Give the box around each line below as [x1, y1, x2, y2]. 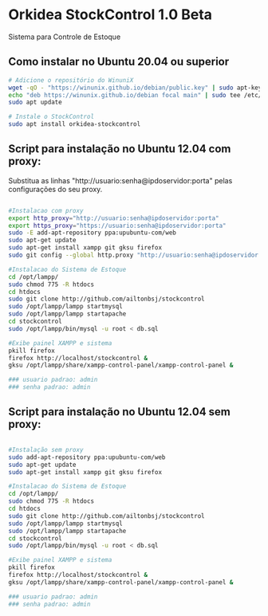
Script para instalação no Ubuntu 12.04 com [8, 142, 231, 156]
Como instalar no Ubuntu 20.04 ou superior [8, 55, 230, 69]
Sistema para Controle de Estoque [8, 32, 121, 41]
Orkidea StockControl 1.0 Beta [8, 6, 213, 24]
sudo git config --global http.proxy [8, 251, 134, 260]
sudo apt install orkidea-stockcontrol [8, 120, 141, 128]
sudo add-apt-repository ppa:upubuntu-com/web [8, 453, 166, 461]
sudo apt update [8, 98, 62, 107]
